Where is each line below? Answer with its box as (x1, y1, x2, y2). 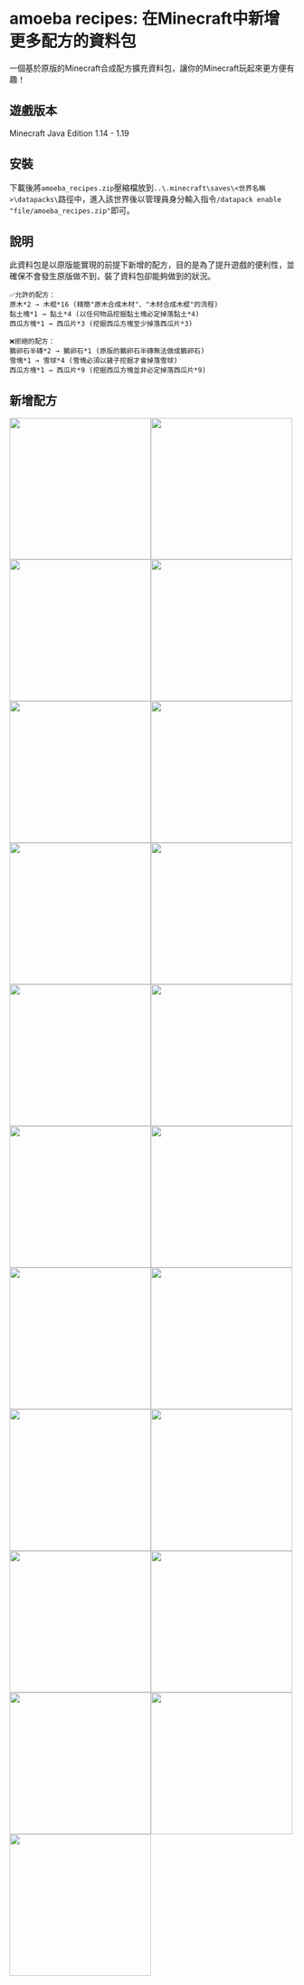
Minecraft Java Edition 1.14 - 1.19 (9, 128, 129, 139)
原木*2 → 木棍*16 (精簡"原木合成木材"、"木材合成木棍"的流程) (9, 300, 219, 309)
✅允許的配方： (9, 291, 56, 300)
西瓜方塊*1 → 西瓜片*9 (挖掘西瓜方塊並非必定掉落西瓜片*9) (9, 366, 206, 375)
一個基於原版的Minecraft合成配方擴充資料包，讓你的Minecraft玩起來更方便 (9, 63, 287, 73)
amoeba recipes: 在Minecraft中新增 (9, 8, 280, 29)
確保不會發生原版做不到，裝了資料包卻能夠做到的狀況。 (9, 271, 215, 282)
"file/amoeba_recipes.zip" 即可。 (9, 205, 135, 216)
